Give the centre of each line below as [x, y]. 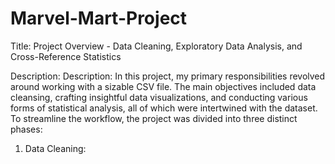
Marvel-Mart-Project [99, 18]
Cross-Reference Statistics [66, 56]
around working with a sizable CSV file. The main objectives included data [163, 86]
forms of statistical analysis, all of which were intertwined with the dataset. [164, 108]
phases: [26, 129]
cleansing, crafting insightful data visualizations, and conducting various [159, 97]
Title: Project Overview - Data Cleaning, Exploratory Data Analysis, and [156, 46]
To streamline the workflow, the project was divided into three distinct [154, 118]
